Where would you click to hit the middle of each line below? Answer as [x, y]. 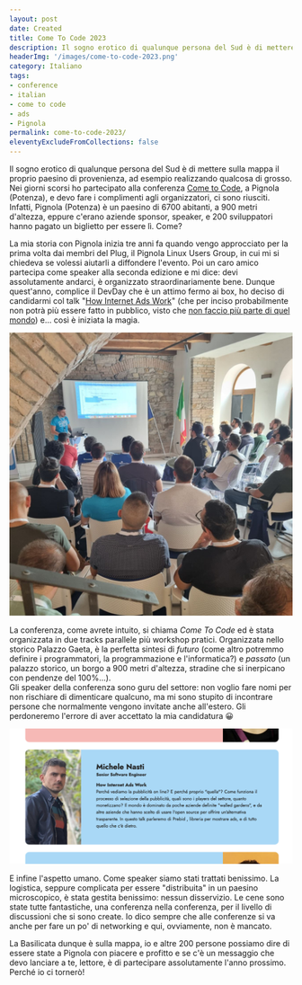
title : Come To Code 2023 [58, 38]
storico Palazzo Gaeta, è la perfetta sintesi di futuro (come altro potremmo [147, 649]
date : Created [36, 28]
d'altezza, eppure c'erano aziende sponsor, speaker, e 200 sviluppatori [141, 217]
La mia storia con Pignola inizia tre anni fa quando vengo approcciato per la [149, 244]
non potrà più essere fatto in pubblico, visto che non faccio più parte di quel [150, 311]
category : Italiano [46, 67]
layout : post [34, 19]
